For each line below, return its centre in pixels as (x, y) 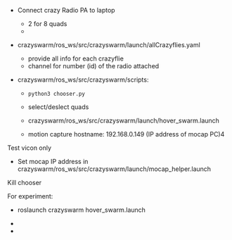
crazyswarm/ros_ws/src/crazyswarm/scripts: (83, 80)
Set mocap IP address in (53, 162)
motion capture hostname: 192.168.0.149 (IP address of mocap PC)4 (126, 134)
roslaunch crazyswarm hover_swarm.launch (82, 210)
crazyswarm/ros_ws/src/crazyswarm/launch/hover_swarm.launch (124, 120)
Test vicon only (29, 148)
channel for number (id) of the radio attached (94, 66)
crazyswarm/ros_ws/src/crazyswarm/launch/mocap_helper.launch (114, 169)
